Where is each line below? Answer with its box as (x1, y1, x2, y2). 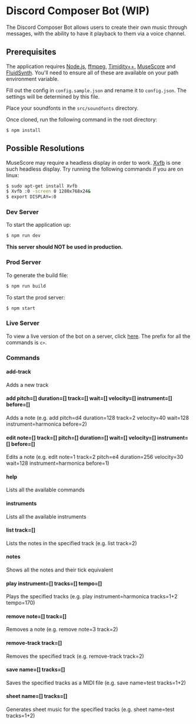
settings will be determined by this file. (6, 93, 100, 100)
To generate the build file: (6, 272, 69, 279)
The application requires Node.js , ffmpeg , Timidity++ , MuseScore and (6, 63, 176, 70)
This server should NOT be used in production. (6, 243, 123, 250)
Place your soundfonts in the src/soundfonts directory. (6, 105, 139, 112)
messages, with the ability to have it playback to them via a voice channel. (6, 30, 186, 37)
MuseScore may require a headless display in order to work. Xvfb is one (6, 159, 181, 166)
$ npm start (6, 305, 35, 311)
